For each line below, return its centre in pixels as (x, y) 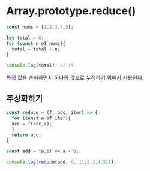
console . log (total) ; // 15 (40, 65)
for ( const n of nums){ (36, 43)
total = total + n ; (36, 49)
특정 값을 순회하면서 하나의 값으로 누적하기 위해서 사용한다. (75, 78)
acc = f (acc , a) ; (32, 124)
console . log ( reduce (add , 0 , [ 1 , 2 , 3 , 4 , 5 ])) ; (61, 162)
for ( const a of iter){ (41, 118)
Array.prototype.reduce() (71, 11)
